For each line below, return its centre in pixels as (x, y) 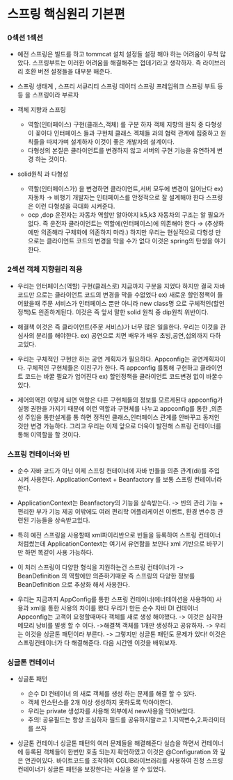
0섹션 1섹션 (25, 38)
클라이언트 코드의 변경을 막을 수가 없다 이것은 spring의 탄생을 (130, 241)
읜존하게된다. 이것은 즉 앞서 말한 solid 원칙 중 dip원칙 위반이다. (123, 312)
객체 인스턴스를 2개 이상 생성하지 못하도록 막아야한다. (100, 702)
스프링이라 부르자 (56, 95)
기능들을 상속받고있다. (60, 520)
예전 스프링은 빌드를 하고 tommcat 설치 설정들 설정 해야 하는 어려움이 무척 (118, 54)
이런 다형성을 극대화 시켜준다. (75, 206)
